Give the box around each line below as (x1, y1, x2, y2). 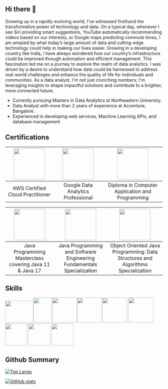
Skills (5, 284, 22, 293)
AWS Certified (12, 184, 46, 191)
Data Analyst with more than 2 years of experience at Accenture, (12, 102, 146, 108)
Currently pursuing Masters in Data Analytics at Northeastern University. (12, 97, 162, 103)
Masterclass (15, 254, 44, 261)
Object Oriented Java (109, 242, 160, 249)
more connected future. (5, 87, 54, 93)
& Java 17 (17, 267, 41, 274)
